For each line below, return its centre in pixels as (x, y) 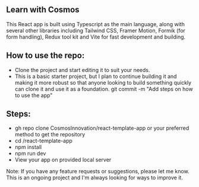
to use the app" (34, 95)
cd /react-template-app (44, 141)
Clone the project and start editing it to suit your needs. (82, 70)
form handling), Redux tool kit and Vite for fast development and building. (96, 37)
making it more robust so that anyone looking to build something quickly (103, 82)
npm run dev (30, 154)
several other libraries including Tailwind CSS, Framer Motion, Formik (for (96, 30)
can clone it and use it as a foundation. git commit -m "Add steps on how (104, 89)
